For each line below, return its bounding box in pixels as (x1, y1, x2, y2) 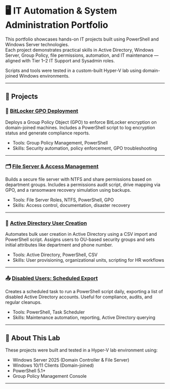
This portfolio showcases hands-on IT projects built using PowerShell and (5, 36, 159, 42)
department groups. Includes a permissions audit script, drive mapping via (5, 182, 160, 188)
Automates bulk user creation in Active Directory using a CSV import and (5, 231, 157, 237)
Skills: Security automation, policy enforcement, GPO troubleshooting (12, 145, 157, 151)
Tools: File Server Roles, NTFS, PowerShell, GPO (12, 197, 114, 203)
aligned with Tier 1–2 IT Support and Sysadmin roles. (5, 57, 115, 63)
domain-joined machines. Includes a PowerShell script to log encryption (5, 124, 155, 130)
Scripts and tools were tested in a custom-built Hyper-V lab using (5, 67, 142, 74)
